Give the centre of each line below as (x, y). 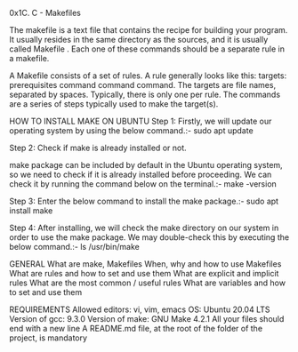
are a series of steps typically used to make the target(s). (114, 104)
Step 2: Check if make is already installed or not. (98, 148)
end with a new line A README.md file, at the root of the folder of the (136, 328)
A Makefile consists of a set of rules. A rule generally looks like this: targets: (148, 76)
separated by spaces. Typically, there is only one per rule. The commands (145, 94)
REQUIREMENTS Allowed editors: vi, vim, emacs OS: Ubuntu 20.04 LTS (140, 309)
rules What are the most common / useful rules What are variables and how (148, 283)
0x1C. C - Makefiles (45, 13)
